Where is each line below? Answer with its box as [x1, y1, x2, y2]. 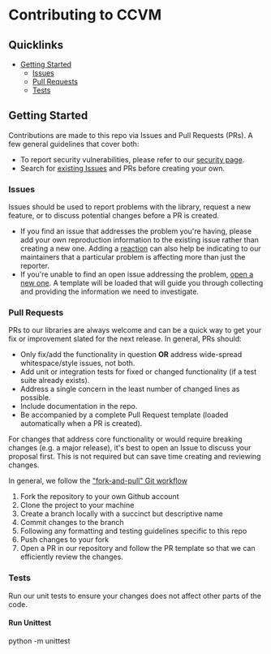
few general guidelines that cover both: [8, 139, 140, 148]
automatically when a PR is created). [19, 419, 143, 428]
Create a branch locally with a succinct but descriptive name [19, 509, 223, 518]
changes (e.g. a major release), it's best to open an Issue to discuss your [8, 443, 252, 453]
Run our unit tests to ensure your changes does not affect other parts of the [8, 591, 262, 600]
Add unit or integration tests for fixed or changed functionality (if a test [19, 367, 257, 376]
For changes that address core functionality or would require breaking [8, 434, 243, 444]
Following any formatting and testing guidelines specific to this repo [19, 526, 247, 536]
